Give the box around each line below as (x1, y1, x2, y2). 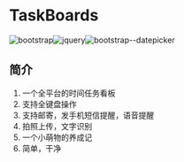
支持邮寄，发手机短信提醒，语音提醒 (21, 110, 155, 120)
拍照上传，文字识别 (21, 120, 93, 131)
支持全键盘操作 (21, 98, 77, 109)
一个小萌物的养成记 (21, 132, 93, 143)
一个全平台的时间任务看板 (21, 88, 116, 98)
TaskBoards (9, 5, 99, 26)
